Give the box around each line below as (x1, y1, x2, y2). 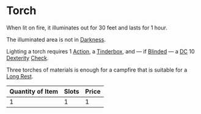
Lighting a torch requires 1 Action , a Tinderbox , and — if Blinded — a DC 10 (6, 47, 195, 55)
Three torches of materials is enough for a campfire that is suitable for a (6, 66, 188, 74)
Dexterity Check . (6, 54, 49, 61)
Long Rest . (6, 72, 34, 80)
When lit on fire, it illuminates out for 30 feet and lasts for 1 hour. (6, 24, 168, 31)
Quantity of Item (9, 87, 59, 96)
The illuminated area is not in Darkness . (6, 36, 106, 43)
